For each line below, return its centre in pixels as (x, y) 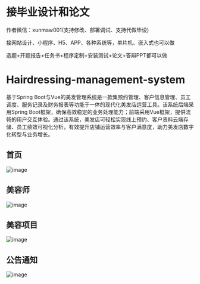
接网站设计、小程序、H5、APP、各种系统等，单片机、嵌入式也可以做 (90, 42)
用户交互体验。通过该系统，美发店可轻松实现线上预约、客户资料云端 (100, 119)
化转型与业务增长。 (30, 134)
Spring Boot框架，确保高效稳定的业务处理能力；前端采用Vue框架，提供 (98, 112)
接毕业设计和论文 (48, 12)
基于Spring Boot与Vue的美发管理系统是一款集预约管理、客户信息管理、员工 (99, 97)
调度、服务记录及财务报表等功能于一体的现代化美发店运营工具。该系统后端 (97, 104)
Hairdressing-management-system (96, 80)
